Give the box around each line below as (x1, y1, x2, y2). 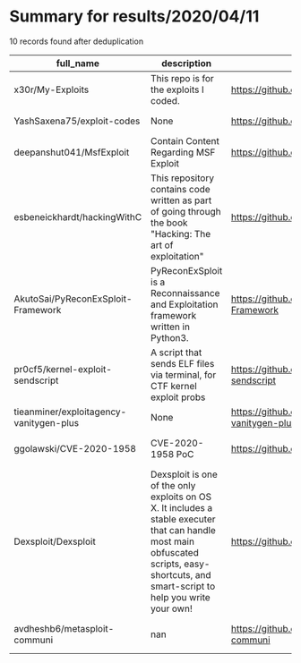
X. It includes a (150, 501, 213, 514)
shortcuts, (150, 568, 193, 581)
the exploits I (150, 83, 204, 96)
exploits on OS (150, 490, 212, 503)
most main (150, 535, 195, 548)
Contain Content (150, 134, 219, 147)
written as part (150, 194, 212, 207)
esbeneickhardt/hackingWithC (13, 210, 142, 223)
